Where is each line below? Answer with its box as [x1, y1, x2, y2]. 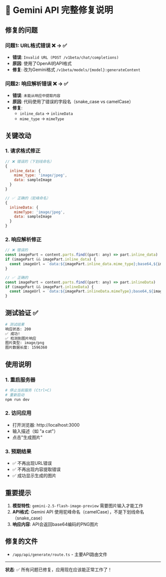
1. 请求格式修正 [5, 147, 41, 154]
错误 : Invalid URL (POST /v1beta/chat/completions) [12, 54, 119, 60]
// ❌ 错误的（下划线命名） [5, 159, 54, 164]
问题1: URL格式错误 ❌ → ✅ [5, 42, 68, 49]
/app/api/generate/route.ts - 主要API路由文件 [12, 551, 108, 557]
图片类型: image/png [5, 341, 44, 346]
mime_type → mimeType [19, 116, 64, 122]
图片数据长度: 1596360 [5, 345, 47, 350]
